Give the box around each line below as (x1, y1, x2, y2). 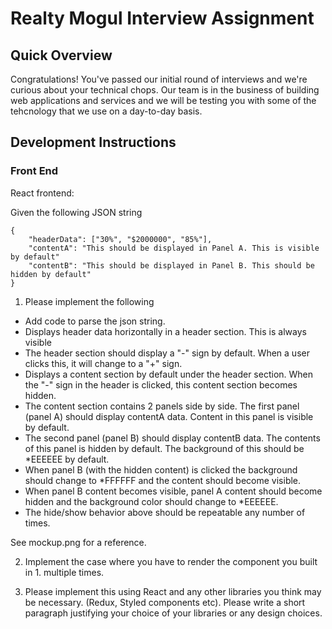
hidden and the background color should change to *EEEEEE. (24, 495, 279, 507)
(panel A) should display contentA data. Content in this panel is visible (24, 410, 314, 422)
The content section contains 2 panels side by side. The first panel (24, 400, 300, 412)
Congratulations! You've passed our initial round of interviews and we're (10, 73, 308, 85)
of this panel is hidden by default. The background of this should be (24, 442, 305, 454)
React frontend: (10, 187, 75, 199)
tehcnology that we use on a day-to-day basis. (10, 105, 203, 117)
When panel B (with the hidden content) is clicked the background (24, 463, 298, 476)
